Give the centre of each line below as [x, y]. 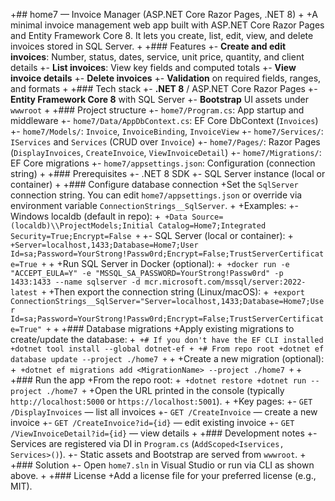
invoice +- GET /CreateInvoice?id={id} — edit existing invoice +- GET [152, 422]
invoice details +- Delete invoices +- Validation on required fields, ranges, [166, 78]
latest [24, 293]
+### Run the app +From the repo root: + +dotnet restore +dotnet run [158, 380]
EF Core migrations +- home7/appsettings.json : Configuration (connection [163, 163]
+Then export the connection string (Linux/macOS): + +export [176, 292]
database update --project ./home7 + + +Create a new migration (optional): [167, 358]
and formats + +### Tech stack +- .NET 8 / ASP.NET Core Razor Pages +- [164, 88]
